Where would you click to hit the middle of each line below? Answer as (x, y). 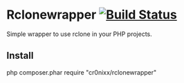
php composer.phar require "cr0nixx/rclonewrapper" (82, 72)
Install (20, 56)
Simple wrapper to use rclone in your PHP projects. (80, 34)
